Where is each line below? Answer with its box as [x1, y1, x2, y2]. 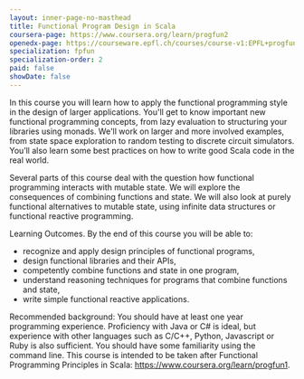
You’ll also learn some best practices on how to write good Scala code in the [9, 145, 295, 156]
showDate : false [9, 72, 71, 81]
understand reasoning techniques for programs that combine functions [22, 274, 288, 285]
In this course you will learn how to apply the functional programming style [9, 97, 288, 108]
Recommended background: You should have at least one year [9, 311, 244, 322]
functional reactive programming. [9, 210, 134, 222]
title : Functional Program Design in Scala [9, 22, 176, 31]
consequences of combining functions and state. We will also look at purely [9, 191, 291, 202]
